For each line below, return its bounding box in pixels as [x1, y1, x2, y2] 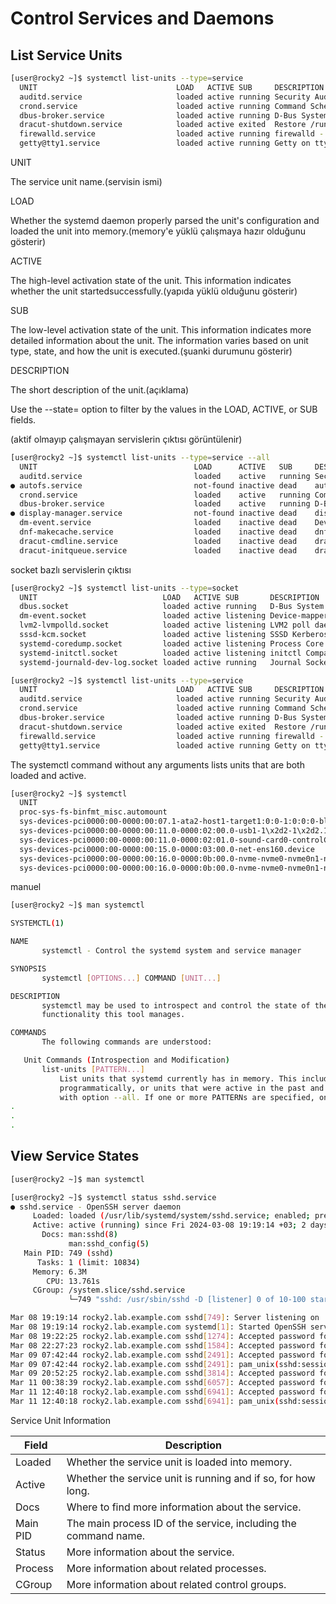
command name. [66, 1528, 146, 1542]
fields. [10, 414, 37, 426]
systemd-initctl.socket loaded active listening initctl [19, 648, 302, 658]
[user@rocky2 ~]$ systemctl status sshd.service [10, 1192, 217, 1202]
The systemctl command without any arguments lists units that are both [10, 758, 305, 771]
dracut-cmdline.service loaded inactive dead [19, 536, 298, 546]
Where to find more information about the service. [66, 1500, 302, 1514]
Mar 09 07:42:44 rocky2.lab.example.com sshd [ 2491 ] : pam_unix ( [10, 1359, 280, 1369]
